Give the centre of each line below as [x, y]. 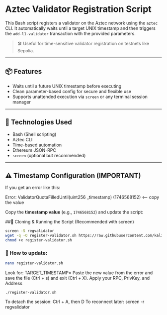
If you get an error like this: [33, 188]
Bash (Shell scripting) [34, 134]
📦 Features [24, 71]
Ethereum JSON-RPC [34, 150]
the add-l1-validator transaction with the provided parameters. [70, 33]
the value [15, 203]
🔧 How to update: [26, 253]
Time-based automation [37, 145]
